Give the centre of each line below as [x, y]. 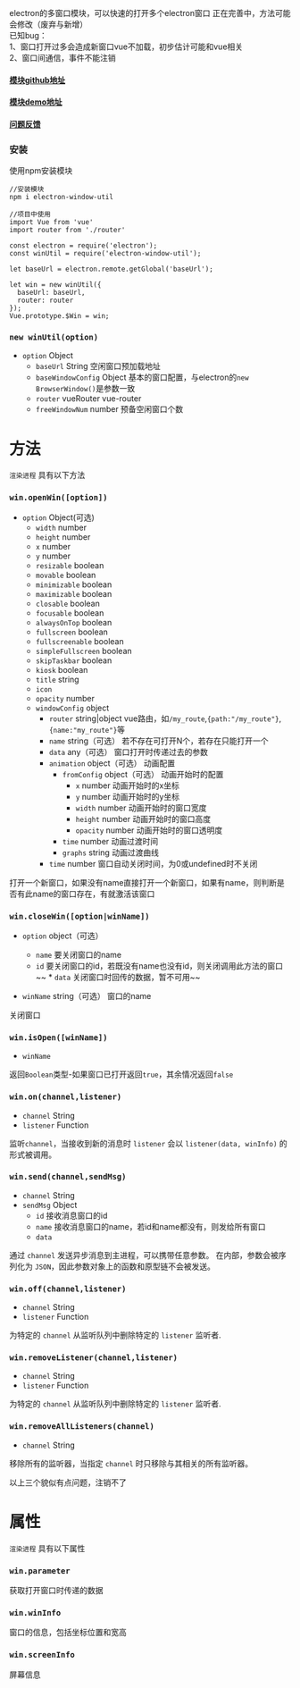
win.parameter [40, 1570]
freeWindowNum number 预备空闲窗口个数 [109, 409]
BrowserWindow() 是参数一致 [85, 389]
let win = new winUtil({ [55, 285]
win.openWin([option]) [58, 498]
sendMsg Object [50, 1205]
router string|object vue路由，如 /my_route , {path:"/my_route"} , [165, 718]
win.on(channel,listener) [66, 1097]
